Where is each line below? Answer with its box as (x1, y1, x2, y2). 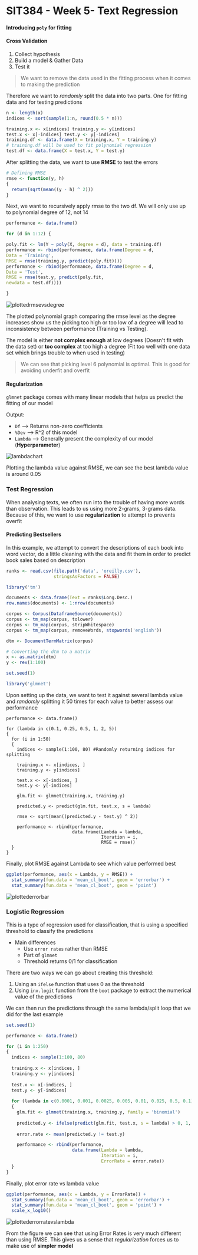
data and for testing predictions (6, 98, 82, 106)
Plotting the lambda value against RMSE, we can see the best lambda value (6, 464, 189, 471)
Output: (6, 411, 25, 418)
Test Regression (6, 485, 54, 494)
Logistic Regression (6, 908, 64, 916)
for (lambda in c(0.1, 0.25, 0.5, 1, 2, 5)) (6, 725, 117, 732)
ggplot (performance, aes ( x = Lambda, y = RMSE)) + (6, 871, 133, 877)
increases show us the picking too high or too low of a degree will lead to (6, 319, 184, 326)
